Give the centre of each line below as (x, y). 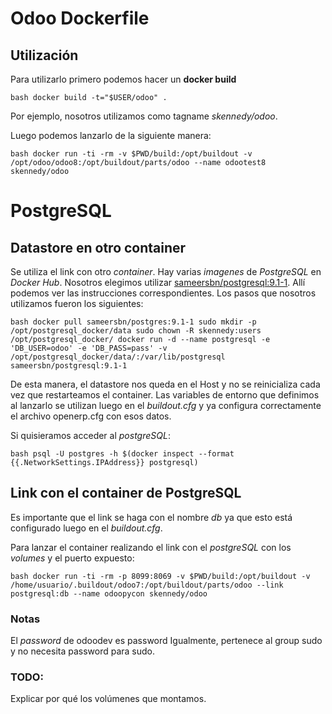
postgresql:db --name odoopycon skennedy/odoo (109, 593)
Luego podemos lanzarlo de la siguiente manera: (111, 135)
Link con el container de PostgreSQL (126, 493)
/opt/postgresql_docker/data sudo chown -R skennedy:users (136, 331)
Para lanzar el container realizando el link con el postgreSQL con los (151, 547)
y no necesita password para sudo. (83, 651)
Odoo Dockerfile (80, 18)
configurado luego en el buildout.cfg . (86, 528)
